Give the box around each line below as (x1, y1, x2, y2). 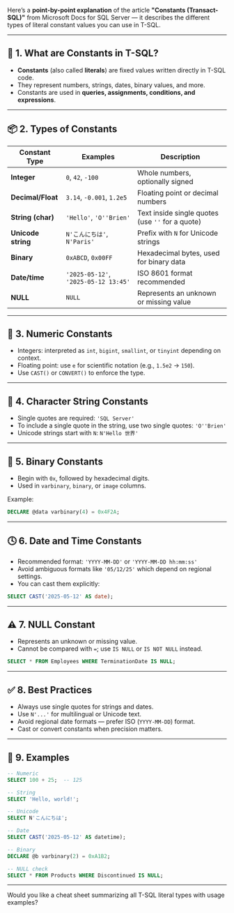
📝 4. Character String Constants (7, 395, 148, 407)
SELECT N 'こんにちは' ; (7, 815, 68, 822)
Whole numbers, (136, 167, 192, 177)
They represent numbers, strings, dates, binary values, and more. (17, 80, 205, 89)
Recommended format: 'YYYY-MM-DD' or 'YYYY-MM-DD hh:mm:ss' (17, 557, 198, 566)
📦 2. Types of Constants (7, 123, 118, 135)
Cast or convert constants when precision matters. (17, 725, 163, 733)
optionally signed (136, 176, 194, 186)
